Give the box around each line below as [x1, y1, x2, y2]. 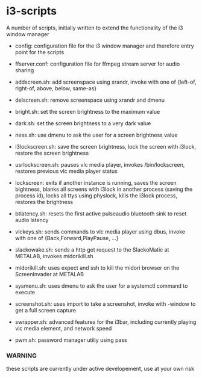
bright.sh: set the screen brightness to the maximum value [14, 108, 160, 115]
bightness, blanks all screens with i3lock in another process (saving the [14, 185, 193, 193]
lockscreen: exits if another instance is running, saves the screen [14, 179, 177, 186]
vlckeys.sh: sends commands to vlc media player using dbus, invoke [14, 228, 186, 235]
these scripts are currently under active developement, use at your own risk [6, 365, 195, 373]
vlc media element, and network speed [14, 324, 112, 332]
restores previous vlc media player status [14, 167, 118, 175]
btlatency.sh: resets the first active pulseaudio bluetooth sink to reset [14, 209, 187, 217]
